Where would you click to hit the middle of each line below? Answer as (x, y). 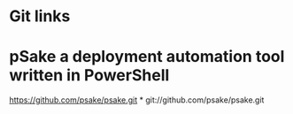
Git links (40, 16)
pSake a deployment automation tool (147, 57)
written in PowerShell (89, 76)
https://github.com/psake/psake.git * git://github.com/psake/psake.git (137, 100)
